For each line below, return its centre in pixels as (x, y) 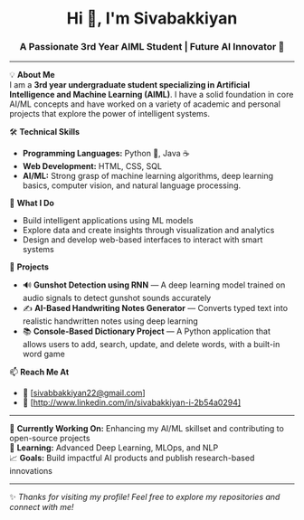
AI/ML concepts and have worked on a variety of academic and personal (145, 104)
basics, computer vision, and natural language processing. (132, 185)
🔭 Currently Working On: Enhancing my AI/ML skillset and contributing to (147, 429)
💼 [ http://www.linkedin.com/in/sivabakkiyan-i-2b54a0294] (132, 402)
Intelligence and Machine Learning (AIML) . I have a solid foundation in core (152, 95)
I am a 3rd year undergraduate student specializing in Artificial (130, 85)
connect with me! (42, 507)
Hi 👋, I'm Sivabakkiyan (152, 19)
